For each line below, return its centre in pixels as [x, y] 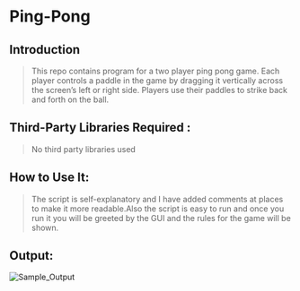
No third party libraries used [84, 149]
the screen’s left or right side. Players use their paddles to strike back [159, 90]
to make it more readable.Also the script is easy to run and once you [158, 209]
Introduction [45, 50]
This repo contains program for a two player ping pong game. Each [155, 71]
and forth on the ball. [70, 99]
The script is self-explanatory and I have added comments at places [157, 199]
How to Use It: [49, 178]
